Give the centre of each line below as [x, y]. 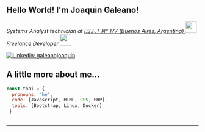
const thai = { [26, 89]
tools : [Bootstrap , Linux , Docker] [57, 106]
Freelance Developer [33, 43]
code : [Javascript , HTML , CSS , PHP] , [60, 100]
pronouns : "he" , [32, 94]
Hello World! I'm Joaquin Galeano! [73, 10]
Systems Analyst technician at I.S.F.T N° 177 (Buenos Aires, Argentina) [95, 31]
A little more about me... [53, 75]
